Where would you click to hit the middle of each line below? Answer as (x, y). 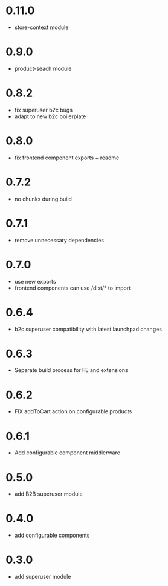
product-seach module (43, 68)
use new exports (35, 281)
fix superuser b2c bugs (44, 110)
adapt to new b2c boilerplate (50, 116)
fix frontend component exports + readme (67, 158)
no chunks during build (43, 199)
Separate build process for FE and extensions (71, 370)
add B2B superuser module (48, 494)
